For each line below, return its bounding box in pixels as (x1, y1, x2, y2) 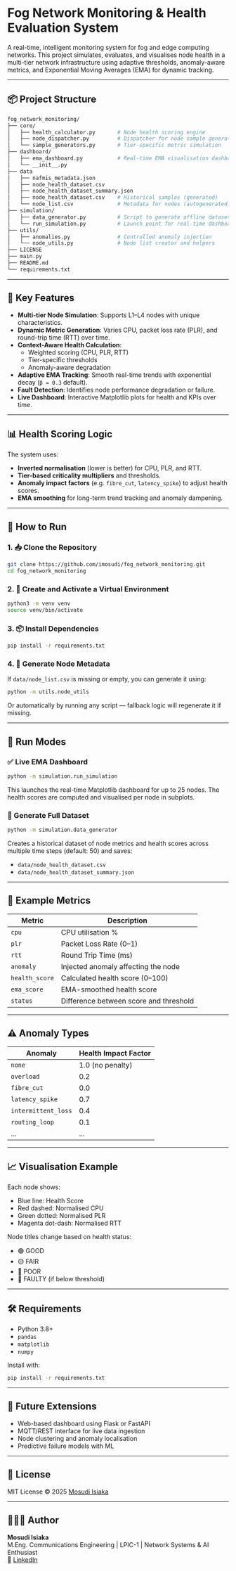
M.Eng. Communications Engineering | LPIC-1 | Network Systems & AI (7, 1540, 209, 1548)
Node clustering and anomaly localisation (17, 1434, 138, 1442)
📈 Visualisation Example (7, 1160, 118, 1172)
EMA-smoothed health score (60, 985, 157, 994)
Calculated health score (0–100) (60, 973, 169, 982)
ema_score (11, 985, 44, 993)
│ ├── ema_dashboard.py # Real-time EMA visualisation (7, 155, 209, 162)
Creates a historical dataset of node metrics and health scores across (7, 839, 209, 847)
